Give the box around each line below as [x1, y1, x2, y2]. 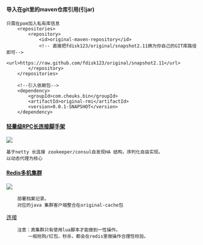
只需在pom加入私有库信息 [6, 21, 60, 27]
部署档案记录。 [17, 195, 49, 202]
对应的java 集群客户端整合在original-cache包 [17, 202, 123, 208]
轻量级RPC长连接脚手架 [6, 122, 66, 130]
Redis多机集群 [6, 169, 43, 176]
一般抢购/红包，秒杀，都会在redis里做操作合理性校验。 [28, 233, 149, 240]
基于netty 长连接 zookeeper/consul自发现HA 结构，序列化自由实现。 [6, 149, 163, 155]
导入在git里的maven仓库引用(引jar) [6, 5, 95, 13]
